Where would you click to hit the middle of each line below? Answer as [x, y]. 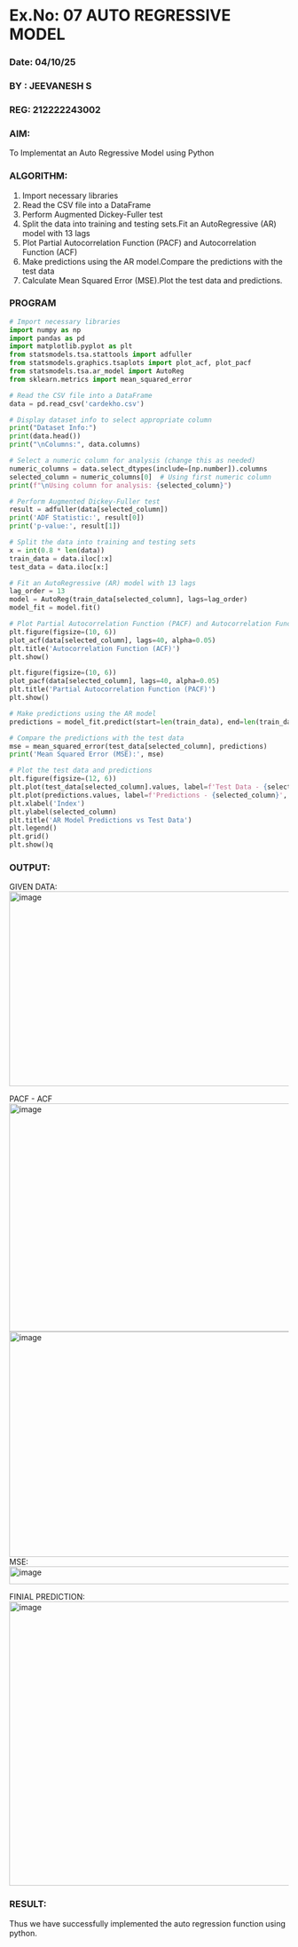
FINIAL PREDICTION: [47, 1597]
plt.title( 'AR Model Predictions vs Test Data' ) [101, 820]
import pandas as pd [47, 338]
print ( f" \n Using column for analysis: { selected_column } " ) [121, 485]
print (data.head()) [45, 436]
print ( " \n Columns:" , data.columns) [75, 445]
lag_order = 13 [37, 592]
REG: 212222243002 [55, 109]
